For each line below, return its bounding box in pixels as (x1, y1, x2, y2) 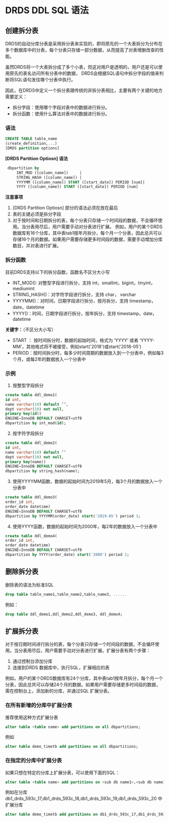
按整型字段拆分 (12, 382, 44, 388)
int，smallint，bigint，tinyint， (92, 280, 155, 286)
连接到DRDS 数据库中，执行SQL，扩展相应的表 (12, 664, 110, 671)
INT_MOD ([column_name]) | (16, 170, 82, 175)
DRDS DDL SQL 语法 (5, 5, 89, 16)
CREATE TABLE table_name (5, 136, 57, 141)
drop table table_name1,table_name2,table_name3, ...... (5, 592, 127, 597)
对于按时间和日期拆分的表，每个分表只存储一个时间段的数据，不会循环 (12, 218, 158, 224)
